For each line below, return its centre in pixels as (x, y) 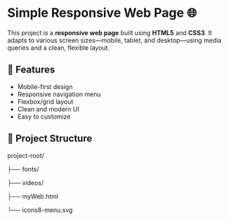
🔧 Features (31, 70)
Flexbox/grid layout (45, 101)
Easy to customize (44, 116)
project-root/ (26, 155)
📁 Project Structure (50, 139)
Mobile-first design (45, 86)
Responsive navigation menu (59, 94)
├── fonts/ (24, 169)
